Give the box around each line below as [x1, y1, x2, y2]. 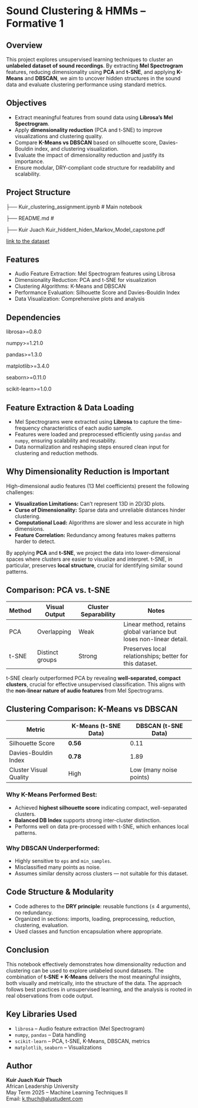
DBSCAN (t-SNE [136, 722, 183, 730]
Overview [6, 40, 43, 50]
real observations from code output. [6, 992, 94, 999]
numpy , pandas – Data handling [14, 1031, 87, 1038]
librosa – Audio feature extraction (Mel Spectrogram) [14, 1025, 146, 1032]
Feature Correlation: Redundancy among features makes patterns [14, 531, 176, 538]
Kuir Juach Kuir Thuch [6, 1077, 62, 1084]
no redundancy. [14, 909, 53, 916]
